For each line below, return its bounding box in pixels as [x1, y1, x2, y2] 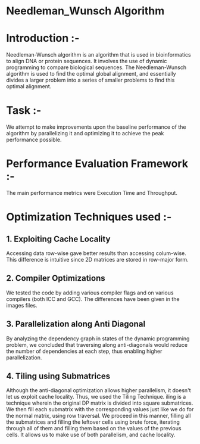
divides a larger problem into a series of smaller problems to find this [6, 76, 175, 84]
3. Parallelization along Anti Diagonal [6, 319, 146, 329]
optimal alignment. [6, 83, 52, 90]
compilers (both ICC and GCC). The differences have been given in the [6, 295, 180, 302]
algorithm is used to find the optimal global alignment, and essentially [6, 70, 177, 77]
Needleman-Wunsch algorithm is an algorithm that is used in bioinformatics [6, 51, 192, 58]
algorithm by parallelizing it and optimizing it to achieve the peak [6, 130, 164, 137]
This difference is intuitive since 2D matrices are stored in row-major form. [6, 256, 189, 263]
